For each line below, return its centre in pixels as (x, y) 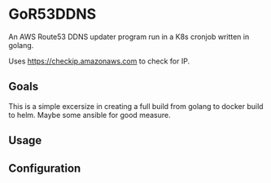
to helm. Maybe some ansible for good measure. (90, 115)
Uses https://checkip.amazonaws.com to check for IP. (99, 61)
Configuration (45, 168)
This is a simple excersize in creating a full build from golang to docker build (136, 106)
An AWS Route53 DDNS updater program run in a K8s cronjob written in (129, 37)
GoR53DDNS (52, 14)
